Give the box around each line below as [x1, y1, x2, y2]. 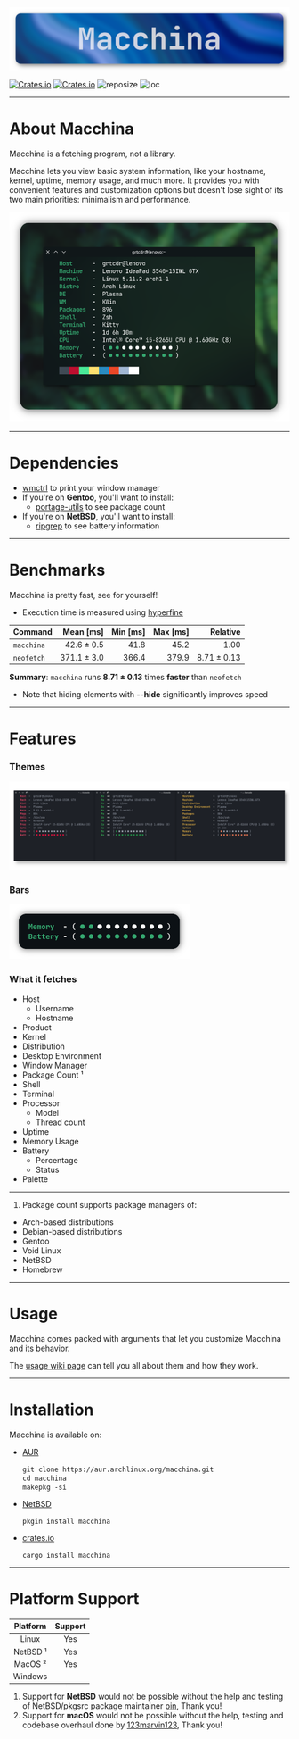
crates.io [21, 1532, 55, 1543]
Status [35, 1164, 60, 1175]
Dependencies [9, 453, 119, 473]
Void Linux [21, 1244, 61, 1256]
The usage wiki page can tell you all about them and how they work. [9, 1360, 259, 1370]
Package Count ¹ [21, 1069, 84, 1080]
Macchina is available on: [9, 1429, 102, 1440]
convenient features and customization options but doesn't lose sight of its [9, 184, 284, 195]
